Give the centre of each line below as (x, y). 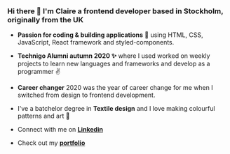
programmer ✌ (39, 72)
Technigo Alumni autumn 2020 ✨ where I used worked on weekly (114, 56)
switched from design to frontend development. (86, 95)
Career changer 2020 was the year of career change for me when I (115, 88)
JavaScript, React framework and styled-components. (96, 43)
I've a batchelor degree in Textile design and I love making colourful (116, 109)
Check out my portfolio (51, 143)
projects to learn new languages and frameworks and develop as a (114, 64)
